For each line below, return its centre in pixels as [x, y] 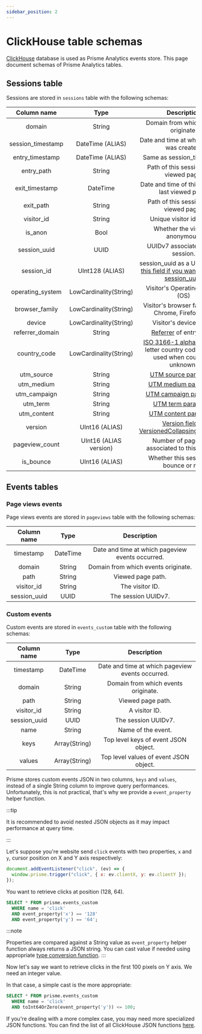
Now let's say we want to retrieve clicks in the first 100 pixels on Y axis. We [99, 967]
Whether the [171, 229]
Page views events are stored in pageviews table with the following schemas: [101, 517]
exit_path [36, 206]
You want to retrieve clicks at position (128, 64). [65, 892]
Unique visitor [170, 219]
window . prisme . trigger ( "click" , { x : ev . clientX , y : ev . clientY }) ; [99, 875]
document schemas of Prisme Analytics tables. [65, 64]
